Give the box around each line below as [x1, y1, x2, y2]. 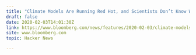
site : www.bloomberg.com [6, 30, 66, 36]
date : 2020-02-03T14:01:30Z [6, 19, 75, 25]
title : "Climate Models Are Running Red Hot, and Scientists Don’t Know [6, 8, 187, 14]
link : [6, 24, 19, 31]
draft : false [6, 14, 38, 20]
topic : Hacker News [6, 35, 54, 41]
